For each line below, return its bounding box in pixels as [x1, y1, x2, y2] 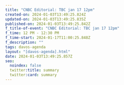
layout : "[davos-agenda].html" [5, 49, 70, 54]
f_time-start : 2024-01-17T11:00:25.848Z [5, 35, 91, 40]
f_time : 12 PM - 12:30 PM [5, 30, 59, 35]
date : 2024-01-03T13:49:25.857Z [5, 53, 72, 59]
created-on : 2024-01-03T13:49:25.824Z [5, 12, 86, 17]
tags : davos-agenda [5, 44, 46, 49]
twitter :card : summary [9, 72, 57, 77]
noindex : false [9, 63, 41, 68]
